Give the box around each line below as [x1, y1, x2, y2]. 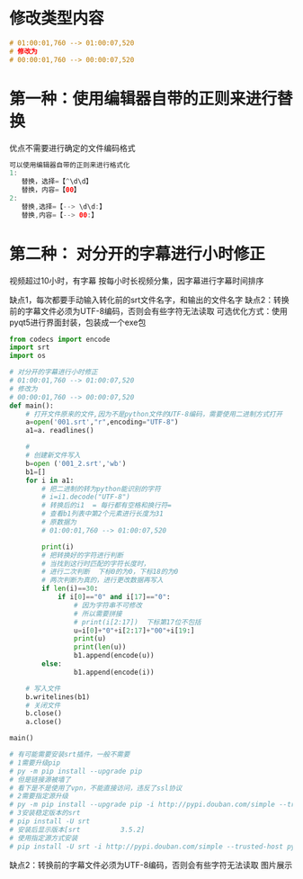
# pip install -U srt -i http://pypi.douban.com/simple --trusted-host [9, 842, 283, 851]
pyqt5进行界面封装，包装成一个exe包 [9, 317, 147, 327]
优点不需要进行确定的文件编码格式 [9, 142, 136, 153]
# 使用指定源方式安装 [9, 833, 78, 842]
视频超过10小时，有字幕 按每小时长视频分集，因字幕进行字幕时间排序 [9, 275, 264, 286]
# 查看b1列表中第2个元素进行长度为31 [41, 509, 164, 518]
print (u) [73, 634, 106, 643]
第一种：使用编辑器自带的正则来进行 [9, 88, 278, 109]
